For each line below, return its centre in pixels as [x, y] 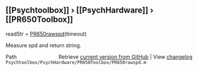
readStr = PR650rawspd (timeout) [46, 34]
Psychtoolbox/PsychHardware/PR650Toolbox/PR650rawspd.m [76, 62]
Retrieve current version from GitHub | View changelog [125, 57]
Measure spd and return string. [44, 45]
